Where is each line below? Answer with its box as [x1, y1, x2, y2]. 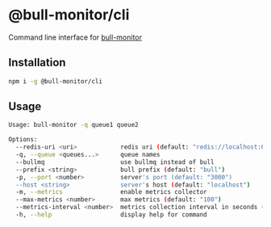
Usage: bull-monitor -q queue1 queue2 [8, 121, 139, 129]
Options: [8, 136, 38, 144]
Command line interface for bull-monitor [8, 32, 143, 42]
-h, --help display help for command [15, 211, 207, 219]
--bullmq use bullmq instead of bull [15, 158, 215, 166]
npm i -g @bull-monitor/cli [8, 77, 103, 86]
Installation [8, 56, 66, 69]
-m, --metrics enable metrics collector [15, 188, 207, 196]
